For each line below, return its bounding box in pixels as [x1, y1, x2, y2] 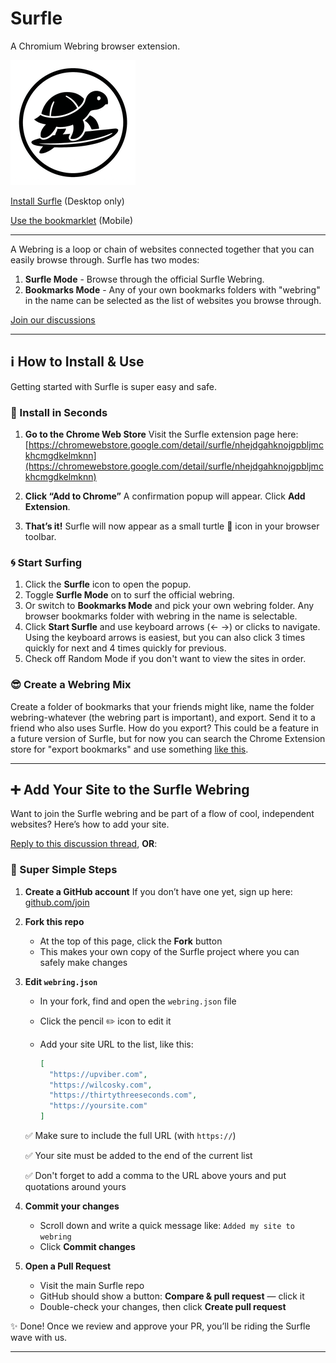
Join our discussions [10, 313, 96, 326]
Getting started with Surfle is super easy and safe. [10, 380, 218, 392]
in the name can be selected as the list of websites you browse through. [24, 294, 322, 306]
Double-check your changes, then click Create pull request [39, 1301, 287, 1312]
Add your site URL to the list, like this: [39, 1038, 194, 1050]
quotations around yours [24, 1181, 127, 1192]
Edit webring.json [24, 975, 98, 987]
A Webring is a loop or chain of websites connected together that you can [10, 243, 315, 255]
